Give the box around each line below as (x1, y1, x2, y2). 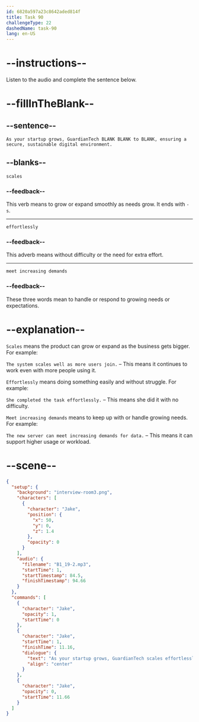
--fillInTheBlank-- (6, 97, 95, 111)
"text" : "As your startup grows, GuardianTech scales (27, 655, 163, 661)
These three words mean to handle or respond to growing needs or (6, 296, 170, 303)
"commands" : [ (11, 595, 46, 601)
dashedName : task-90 (6, 25, 57, 32)
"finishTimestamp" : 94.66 (21, 578, 86, 584)
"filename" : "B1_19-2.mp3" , (21, 561, 92, 567)
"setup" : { (11, 484, 38, 490)
